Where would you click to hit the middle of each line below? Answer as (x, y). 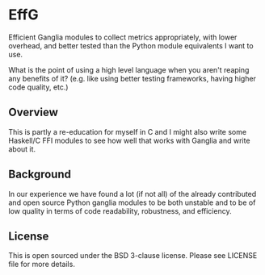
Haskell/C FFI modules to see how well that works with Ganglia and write (129, 140)
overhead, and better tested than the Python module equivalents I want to (131, 45)
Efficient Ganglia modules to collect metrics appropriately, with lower (123, 37)
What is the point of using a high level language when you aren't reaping (129, 69)
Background (40, 175)
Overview (34, 112)
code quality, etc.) (38, 87)
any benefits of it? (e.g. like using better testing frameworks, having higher (132, 78)
